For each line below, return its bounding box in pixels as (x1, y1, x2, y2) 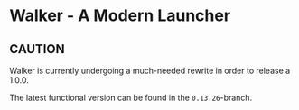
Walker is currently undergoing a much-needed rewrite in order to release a (9, 65, 291, 76)
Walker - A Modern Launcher (9, 5, 231, 26)
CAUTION (9, 41, 65, 57)
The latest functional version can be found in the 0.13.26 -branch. (9, 92, 253, 103)
